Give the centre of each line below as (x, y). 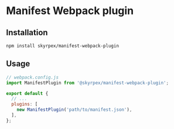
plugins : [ (25, 104)
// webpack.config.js (33, 77)
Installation (27, 33)
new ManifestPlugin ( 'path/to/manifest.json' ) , (74, 110)
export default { (27, 93)
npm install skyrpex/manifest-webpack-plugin (62, 46)
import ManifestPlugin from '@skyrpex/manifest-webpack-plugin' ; (87, 83)
